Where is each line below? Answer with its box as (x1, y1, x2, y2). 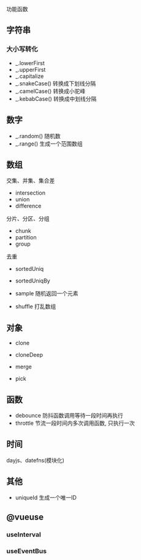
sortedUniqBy (15, 277, 50, 284)
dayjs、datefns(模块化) (6, 456, 64, 464)
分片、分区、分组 (6, 215, 50, 222)
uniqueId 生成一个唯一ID (15, 494, 77, 501)
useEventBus (6, 546, 47, 555)
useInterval (6, 530, 41, 539)
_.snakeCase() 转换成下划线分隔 (15, 79, 96, 87)
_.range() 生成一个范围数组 (15, 140, 83, 147)
